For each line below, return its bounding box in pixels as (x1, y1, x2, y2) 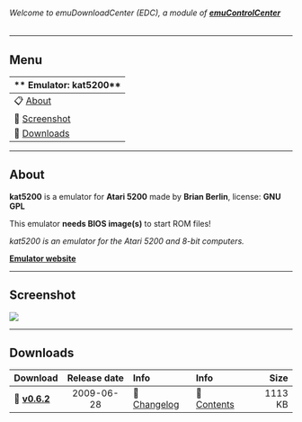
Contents (196, 399, 235, 411)
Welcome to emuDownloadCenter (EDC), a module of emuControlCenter (9, 7, 281, 18)
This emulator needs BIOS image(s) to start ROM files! (9, 218, 211, 229)
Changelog (133, 399, 180, 411)
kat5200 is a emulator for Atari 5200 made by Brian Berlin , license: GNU (9, 191, 281, 202)
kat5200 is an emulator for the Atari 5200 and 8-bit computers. (9, 235, 244, 247)
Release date (67, 372, 124, 384)
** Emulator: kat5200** (13, 79, 121, 92)
